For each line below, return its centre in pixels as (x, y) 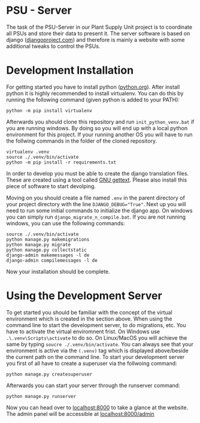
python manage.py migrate (38, 244)
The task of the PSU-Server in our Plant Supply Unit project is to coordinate (99, 27)
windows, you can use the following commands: (66, 223)
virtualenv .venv (28, 152)
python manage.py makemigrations (48, 239)
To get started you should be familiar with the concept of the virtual (89, 312)
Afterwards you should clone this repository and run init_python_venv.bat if (100, 122)
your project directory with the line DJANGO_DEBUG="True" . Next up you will (96, 204)
